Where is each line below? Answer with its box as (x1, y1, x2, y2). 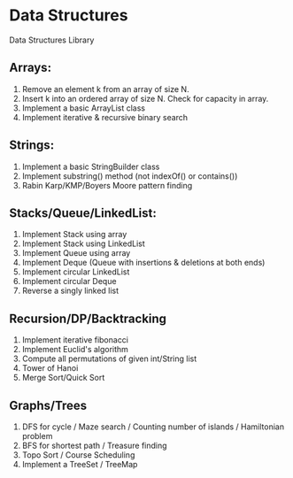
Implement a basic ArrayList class (21, 103, 146, 113)
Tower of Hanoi (21, 363, 79, 374)
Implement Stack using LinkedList (21, 238, 146, 249)
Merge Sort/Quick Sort (21, 373, 105, 383)
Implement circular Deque (21, 276, 117, 287)
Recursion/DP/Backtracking (9, 311, 166, 326)
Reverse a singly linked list (21, 285, 120, 297)
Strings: (9, 138, 55, 153)
